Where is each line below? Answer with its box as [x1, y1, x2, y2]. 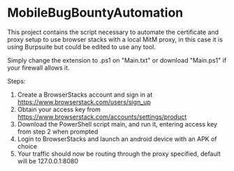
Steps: [7, 76, 26, 85]
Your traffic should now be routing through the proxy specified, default [17, 149, 221, 158]
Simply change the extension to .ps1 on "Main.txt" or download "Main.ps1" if [7, 56, 227, 64]
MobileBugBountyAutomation [7, 5, 184, 21]
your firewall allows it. [7, 63, 70, 72]
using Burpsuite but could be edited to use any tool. [7, 42, 156, 51]
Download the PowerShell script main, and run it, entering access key [17, 120, 218, 128]
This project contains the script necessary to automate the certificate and [7, 28, 219, 36]
